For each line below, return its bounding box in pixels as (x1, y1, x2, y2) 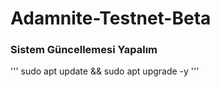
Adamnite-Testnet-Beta (10, 7, 212, 30)
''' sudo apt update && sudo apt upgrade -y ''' (10, 65, 200, 77)
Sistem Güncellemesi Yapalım (10, 43, 158, 57)
